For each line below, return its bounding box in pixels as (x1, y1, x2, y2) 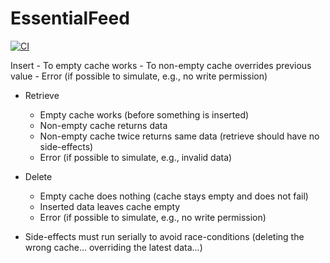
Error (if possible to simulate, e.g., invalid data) (39, 151, 233, 163)
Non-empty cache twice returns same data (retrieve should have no (39, 130, 320, 142)
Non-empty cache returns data (39, 119, 168, 131)
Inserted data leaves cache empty (39, 200, 181, 212)
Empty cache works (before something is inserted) (39, 108, 250, 121)
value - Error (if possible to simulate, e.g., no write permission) (10, 70, 268, 82)
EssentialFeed (10, 7, 130, 30)
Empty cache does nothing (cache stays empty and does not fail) (39, 190, 309, 202)
